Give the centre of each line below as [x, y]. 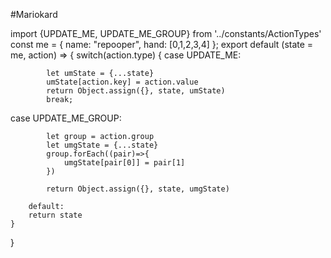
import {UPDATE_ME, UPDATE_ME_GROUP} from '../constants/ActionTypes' [166, 33]
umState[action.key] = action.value [122, 82]
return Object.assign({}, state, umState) [136, 91]
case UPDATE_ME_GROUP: [66, 118]
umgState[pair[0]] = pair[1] [124, 163]
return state [55, 215]
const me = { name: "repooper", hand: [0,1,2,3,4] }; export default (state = [162, 44]
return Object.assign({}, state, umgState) [138, 189]
